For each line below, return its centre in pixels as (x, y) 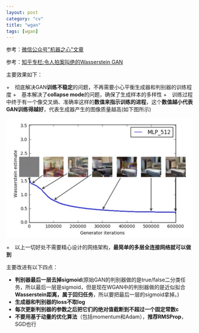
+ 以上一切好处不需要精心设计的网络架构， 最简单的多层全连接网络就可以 (96, 247)
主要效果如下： (24, 75)
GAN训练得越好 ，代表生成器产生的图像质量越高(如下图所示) (79, 109)
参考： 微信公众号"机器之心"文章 (45, 50)
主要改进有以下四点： (32, 267)
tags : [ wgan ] (22, 31)
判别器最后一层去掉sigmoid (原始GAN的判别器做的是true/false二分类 (97, 279)
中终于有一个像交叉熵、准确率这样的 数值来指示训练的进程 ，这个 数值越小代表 (99, 102)
